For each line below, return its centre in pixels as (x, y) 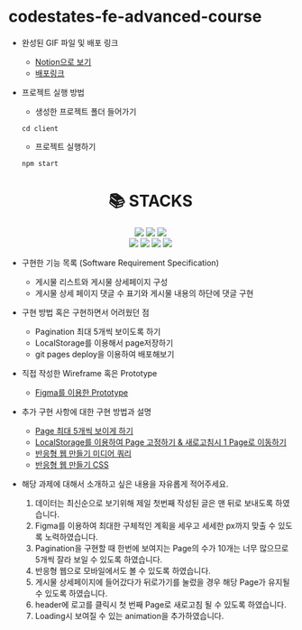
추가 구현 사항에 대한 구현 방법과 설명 (87, 412)
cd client (40, 128)
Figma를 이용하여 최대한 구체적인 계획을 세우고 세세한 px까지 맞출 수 (156, 525)
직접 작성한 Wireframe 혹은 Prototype (89, 373)
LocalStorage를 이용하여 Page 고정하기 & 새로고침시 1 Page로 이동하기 (161, 442)
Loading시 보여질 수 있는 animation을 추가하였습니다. (129, 616)
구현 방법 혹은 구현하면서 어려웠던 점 (85, 312)
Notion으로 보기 (63, 61)
